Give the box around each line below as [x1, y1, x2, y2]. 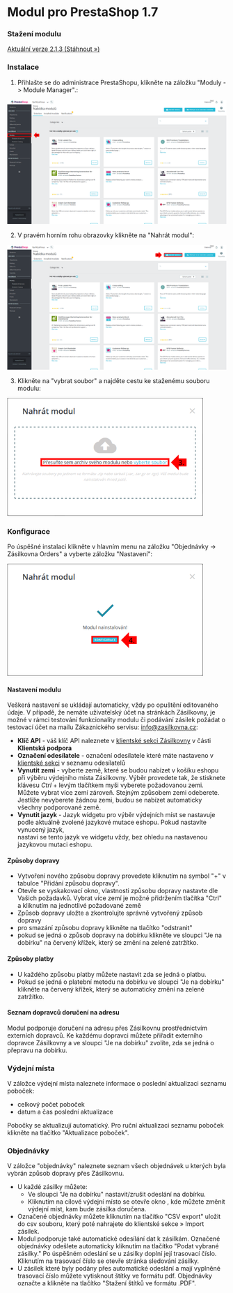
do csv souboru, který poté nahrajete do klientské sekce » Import [17, 1220, 204, 1228]
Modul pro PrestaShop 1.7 [7, 4, 159, 20]
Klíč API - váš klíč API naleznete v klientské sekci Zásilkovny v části [17, 737, 211, 745]
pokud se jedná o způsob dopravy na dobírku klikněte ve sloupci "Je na [17, 931, 223, 939]
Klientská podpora [17, 744, 72, 752]
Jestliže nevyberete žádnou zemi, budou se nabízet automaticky [17, 796, 202, 805]
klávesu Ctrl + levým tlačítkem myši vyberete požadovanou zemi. [17, 781, 204, 789]
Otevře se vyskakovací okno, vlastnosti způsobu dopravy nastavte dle [17, 887, 218, 895]
